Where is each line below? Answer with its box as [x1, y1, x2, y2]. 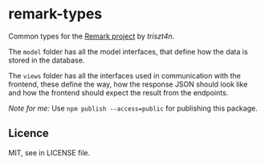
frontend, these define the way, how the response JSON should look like [8, 79, 248, 89]
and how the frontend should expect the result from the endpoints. [8, 87, 229, 97]
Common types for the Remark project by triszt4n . [8, 31, 175, 41]
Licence [8, 127, 50, 140]
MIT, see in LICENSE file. [8, 147, 91, 157]
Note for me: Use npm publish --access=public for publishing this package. [8, 103, 259, 113]
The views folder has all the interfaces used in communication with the [8, 70, 241, 80]
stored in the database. [8, 55, 85, 65]
